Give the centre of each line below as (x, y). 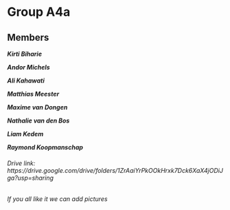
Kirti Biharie (25, 54)
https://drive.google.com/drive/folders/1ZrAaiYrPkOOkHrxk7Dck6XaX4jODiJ (115, 170)
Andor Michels (28, 67)
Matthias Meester (33, 94)
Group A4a (39, 12)
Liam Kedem (25, 134)
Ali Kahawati (26, 81)
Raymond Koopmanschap (45, 147)
